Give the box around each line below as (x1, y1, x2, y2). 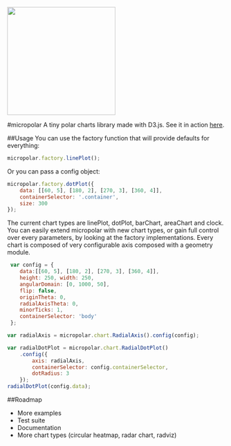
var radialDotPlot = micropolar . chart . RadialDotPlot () (7, 344, 169, 351)
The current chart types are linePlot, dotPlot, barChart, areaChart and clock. (7, 219, 224, 227)
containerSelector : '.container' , (19, 194, 119, 201)
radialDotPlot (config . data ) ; (7, 383, 91, 390)
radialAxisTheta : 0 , (19, 300, 79, 307)
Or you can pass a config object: (7, 167, 100, 176)
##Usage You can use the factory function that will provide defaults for (7, 134, 210, 142)
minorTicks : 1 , (19, 306, 64, 314)
